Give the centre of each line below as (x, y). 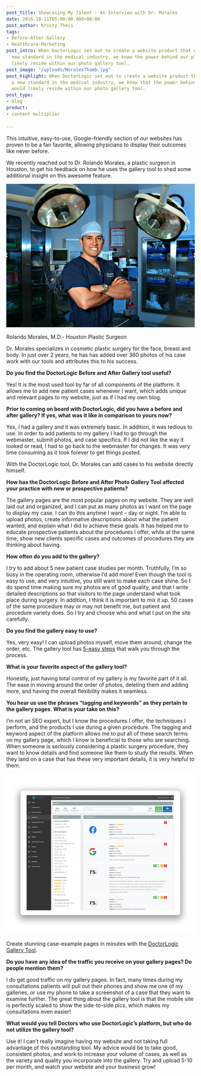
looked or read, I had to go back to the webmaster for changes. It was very (98, 446)
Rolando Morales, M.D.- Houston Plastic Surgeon (67, 337)
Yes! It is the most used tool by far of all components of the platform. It (93, 384)
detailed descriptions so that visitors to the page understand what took (93, 593)
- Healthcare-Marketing (36, 44)
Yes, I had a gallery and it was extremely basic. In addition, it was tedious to (99, 427)
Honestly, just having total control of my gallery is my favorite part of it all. (97, 678)
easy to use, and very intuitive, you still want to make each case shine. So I (98, 581)
